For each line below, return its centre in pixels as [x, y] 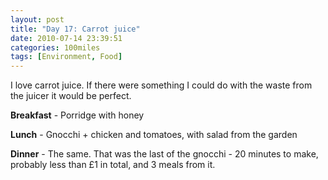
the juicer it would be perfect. [71, 96]
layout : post [37, 19]
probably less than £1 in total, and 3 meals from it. [113, 165]
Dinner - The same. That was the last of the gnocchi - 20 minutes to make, [164, 154]
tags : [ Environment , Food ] [66, 57]
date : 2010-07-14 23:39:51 [66, 38]
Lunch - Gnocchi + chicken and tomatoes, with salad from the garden [154, 135]
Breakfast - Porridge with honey [77, 115]
